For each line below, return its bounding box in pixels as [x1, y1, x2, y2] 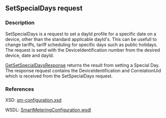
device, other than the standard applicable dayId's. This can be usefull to [5, 36, 157, 42]
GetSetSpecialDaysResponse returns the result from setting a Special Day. [5, 62, 160, 68]
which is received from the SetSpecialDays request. [5, 73, 113, 79]
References [5, 86, 34, 93]
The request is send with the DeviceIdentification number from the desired [5, 47, 160, 53]
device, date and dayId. [5, 52, 54, 58]
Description [5, 19, 35, 26]
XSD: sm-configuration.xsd [5, 97, 62, 103]
